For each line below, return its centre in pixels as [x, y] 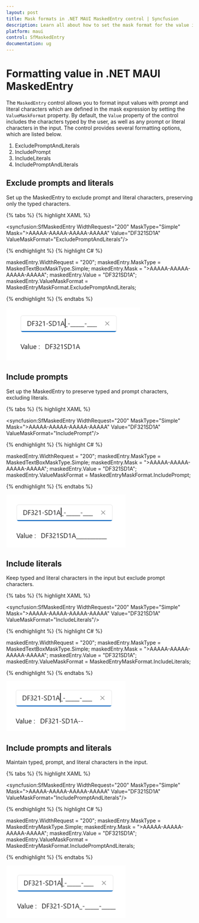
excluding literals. [28, 397]
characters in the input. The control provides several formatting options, [94, 128]
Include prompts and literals [59, 748]
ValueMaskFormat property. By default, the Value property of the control [92, 115]
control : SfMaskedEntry [36, 38]
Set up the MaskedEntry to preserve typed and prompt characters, [87, 391]
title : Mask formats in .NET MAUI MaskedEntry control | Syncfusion [92, 19]
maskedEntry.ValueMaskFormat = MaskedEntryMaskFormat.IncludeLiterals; [99, 662]
